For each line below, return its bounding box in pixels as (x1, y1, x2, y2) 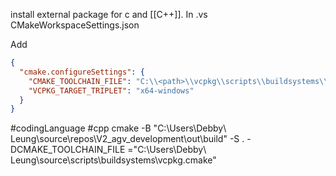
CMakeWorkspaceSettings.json (10, 19, 140, 31)
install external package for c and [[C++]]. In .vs (10, 9, 208, 20)
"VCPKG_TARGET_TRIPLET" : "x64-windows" (28, 85, 195, 96)
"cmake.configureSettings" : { (19, 67, 145, 77)
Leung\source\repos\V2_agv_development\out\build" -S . (10, 133, 245, 145)
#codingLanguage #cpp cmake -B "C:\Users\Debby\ (10, 122, 227, 134)
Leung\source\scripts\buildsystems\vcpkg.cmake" (10, 154, 217, 166)
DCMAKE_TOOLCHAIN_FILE (10, 144, 126, 156)
